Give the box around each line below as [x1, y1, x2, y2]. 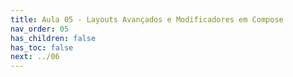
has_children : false [10, 33, 97, 43]
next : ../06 [10, 52, 60, 62]
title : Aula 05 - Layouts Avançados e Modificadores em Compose [10, 14, 284, 25]
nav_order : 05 [10, 24, 70, 34]
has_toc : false [10, 42, 74, 53]
